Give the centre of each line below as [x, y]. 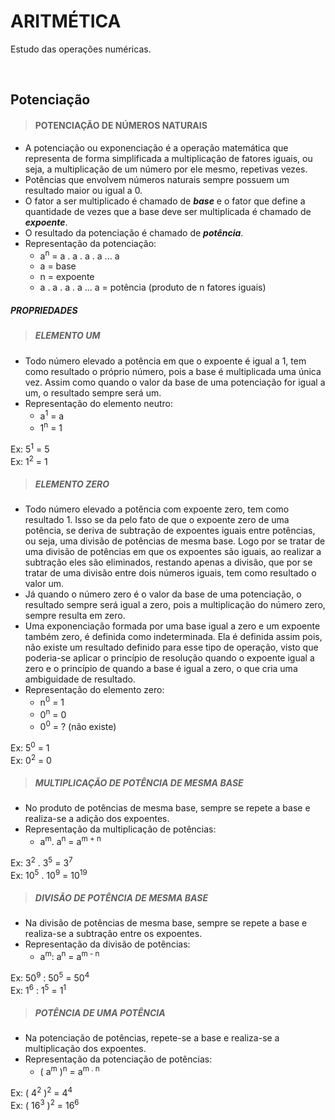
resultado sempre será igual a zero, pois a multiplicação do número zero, [175, 605]
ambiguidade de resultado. [80, 679]
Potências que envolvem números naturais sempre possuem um [157, 179]
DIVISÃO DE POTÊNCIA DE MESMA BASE [121, 897]
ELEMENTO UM [67, 336]
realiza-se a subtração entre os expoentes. [113, 934]
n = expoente [67, 277]
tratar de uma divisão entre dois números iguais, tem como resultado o [170, 573]
